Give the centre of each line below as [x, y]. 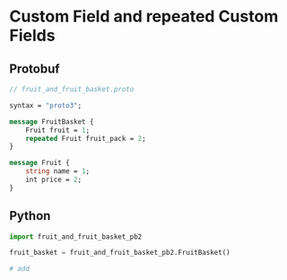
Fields [32, 35]
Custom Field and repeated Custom [144, 17]
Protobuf [35, 69]
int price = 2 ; [54, 179]
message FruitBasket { [52, 122]
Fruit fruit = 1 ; [58, 130]
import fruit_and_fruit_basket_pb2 [76, 236]
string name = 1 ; [58, 171]
